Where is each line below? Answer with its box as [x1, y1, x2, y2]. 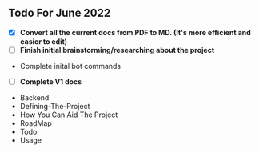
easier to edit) [19, 36, 68, 46]
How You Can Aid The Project [19, 110, 118, 119]
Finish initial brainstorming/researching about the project [19, 45, 215, 54]
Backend [19, 93, 50, 103]
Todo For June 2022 [8, 6, 111, 20]
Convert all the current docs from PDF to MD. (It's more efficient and [19, 27, 252, 37]
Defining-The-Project [19, 102, 90, 111]
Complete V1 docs [19, 76, 82, 87]
